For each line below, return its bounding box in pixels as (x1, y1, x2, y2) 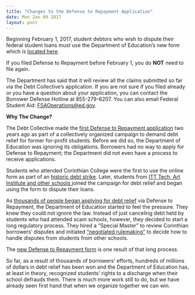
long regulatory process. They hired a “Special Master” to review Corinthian (6, 222, 189, 229)
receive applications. (6, 156, 57, 163)
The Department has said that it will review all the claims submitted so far (6, 77, 183, 84)
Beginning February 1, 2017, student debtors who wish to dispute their (6, 36, 175, 43)
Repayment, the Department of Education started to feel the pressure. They (6, 204, 189, 211)
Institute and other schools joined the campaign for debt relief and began (6, 179, 183, 187)
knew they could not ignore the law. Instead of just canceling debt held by (6, 209, 184, 217)
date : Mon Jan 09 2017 (6, 14, 61, 20)
